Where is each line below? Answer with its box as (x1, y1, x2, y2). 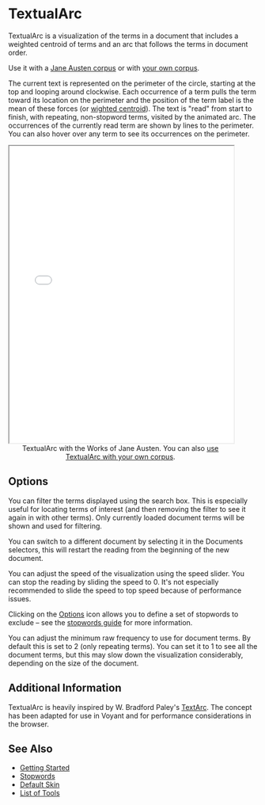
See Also (8, 742, 53, 755)
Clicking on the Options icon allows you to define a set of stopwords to (8, 609, 239, 619)
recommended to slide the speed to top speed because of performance (8, 586, 242, 595)
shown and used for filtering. (8, 521, 103, 531)
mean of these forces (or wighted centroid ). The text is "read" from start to (8, 104, 252, 113)
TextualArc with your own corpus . (66, 452, 176, 461)
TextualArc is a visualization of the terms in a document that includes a (8, 31, 239, 40)
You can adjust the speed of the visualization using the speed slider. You (8, 568, 245, 578)
